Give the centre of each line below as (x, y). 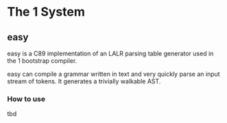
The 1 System (46, 12)
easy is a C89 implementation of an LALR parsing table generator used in (110, 53)
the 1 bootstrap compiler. (42, 61)
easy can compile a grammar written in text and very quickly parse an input (114, 74)
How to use (26, 98)
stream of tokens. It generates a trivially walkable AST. (84, 81)
